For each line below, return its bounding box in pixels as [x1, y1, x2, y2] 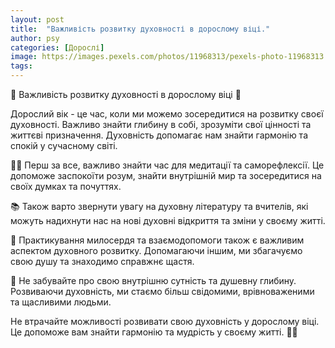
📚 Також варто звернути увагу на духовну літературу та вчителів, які [10, 201, 309, 212]
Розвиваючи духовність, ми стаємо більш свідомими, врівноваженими [10, 286, 315, 297]
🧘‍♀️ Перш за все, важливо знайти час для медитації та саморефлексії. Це [10, 159, 325, 171]
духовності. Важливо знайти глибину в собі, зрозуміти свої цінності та [10, 119, 312, 130]
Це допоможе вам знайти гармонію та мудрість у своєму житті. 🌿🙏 [10, 326, 298, 338]
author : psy [10, 33, 60, 43]
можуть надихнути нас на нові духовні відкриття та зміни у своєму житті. [10, 215, 326, 226]
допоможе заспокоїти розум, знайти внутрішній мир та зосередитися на [10, 170, 322, 181]
